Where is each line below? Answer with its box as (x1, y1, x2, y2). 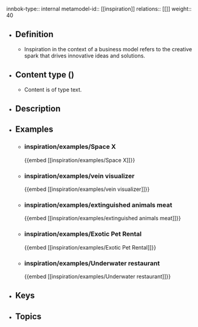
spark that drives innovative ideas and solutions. (24, 52, 146, 59)
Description (15, 104, 61, 114)
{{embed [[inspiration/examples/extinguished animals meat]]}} (24, 215, 181, 222)
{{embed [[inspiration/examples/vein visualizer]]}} (24, 185, 150, 193)
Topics (15, 311, 42, 322)
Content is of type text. (24, 85, 82, 93)
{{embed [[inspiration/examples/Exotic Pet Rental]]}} (24, 243, 157, 251)
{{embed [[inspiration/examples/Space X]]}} (24, 156, 135, 163)
